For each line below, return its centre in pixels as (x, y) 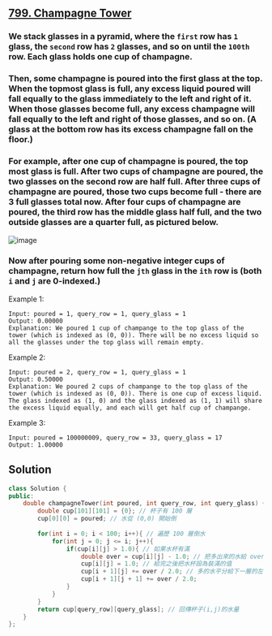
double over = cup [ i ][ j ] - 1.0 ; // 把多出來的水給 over (172, 556)
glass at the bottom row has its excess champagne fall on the (131, 129)
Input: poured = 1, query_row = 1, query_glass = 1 (97, 314)
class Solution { (38, 488)
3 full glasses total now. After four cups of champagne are (125, 202)
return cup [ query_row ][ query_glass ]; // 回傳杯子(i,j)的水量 (138, 609)
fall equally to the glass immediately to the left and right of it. (130, 99)
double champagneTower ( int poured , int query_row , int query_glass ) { (144, 504)
